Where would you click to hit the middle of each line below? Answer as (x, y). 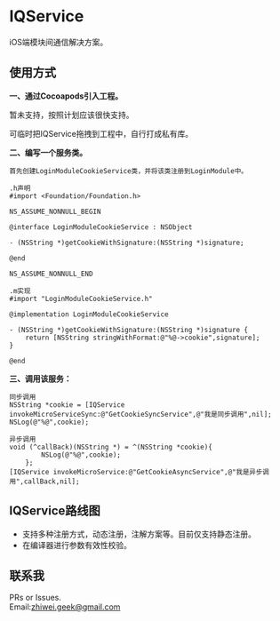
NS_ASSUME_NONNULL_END (51, 274)
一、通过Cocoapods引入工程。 (66, 96)
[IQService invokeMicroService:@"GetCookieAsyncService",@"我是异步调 (139, 472)
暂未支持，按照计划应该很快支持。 (72, 115)
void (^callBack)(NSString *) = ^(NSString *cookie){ (111, 447)
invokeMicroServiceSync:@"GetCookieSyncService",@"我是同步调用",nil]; (141, 414)
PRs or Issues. (36, 598)
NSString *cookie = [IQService (67, 405)
